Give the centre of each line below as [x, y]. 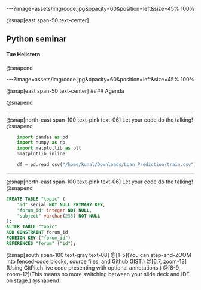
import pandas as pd [42, 137]
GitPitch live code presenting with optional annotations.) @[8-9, [102, 268]
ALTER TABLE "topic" [32, 227]
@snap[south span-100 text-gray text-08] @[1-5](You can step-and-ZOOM [99, 255]
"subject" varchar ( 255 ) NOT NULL [59, 216]
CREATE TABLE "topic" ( [36, 199]
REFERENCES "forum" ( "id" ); [41, 243]
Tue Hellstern [23, 54]
